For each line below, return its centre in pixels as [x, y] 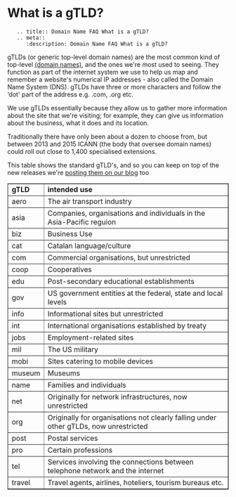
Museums [64, 373]
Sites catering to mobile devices [100, 361]
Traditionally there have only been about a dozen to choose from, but [107, 136]
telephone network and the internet [106, 470]
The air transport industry [90, 201]
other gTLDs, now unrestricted [98, 426]
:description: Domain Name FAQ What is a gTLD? [97, 44]
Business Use [70, 233]
